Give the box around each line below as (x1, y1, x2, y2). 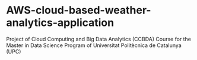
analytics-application (6, 16, 115, 29)
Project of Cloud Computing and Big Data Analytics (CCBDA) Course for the (6, 35, 192, 42)
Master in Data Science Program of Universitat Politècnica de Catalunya (6, 42, 182, 49)
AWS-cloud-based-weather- (6, 4, 151, 17)
